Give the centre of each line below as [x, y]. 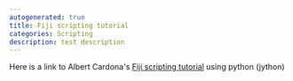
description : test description [67, 42]
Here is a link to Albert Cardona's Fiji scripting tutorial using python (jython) [147, 67]
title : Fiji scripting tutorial [69, 26]
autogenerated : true [48, 17]
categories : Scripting [51, 33]
